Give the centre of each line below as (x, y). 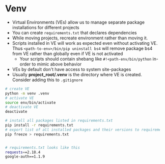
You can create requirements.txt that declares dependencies (74, 33)
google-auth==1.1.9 (25, 157)
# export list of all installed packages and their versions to (72, 130)
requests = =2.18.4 (23, 152)
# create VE (17, 89)
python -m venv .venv (27, 93)
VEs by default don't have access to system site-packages (71, 69)
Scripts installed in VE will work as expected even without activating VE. (85, 43)
